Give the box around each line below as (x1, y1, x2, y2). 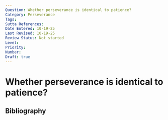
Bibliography (5, 106, 46, 115)
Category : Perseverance (5, 12, 55, 17)
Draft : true (5, 54, 30, 59)
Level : (5, 40, 19, 45)
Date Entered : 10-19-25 (5, 26, 55, 31)
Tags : (5, 17, 17, 22)
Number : (5, 49, 22, 54)
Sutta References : (5, 21, 44, 27)
